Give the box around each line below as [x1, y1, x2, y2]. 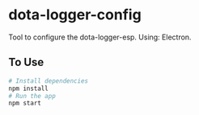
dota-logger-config [8, 6, 142, 24]
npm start [8, 99, 42, 108]
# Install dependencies [8, 76, 89, 85]
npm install [8, 84, 49, 92]
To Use [8, 55, 44, 69]
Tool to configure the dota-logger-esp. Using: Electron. [8, 32, 192, 42]
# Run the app [8, 92, 57, 100]
